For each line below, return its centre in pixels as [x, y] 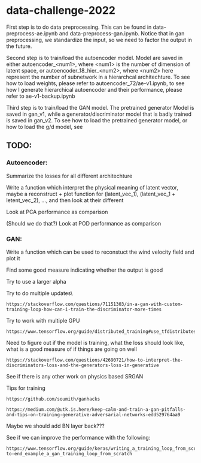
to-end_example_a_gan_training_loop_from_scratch [69, 453]
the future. [19, 46]
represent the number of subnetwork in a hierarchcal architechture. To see [98, 77]
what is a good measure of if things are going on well [72, 349]
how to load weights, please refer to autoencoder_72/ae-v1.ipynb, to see [95, 83]
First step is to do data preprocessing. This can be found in [79, 27]
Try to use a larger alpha [36, 281]
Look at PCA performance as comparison [57, 212]
